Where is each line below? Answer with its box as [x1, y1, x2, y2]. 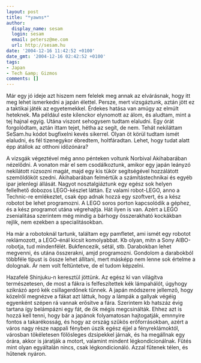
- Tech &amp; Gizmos [6, 70, 58, 76]
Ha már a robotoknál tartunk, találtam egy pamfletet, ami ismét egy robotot [6, 230, 191, 238]
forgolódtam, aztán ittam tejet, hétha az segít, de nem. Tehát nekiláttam [6, 124, 183, 131]
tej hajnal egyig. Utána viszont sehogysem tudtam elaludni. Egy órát [6, 118, 174, 125]
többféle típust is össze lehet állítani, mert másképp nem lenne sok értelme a [6, 256, 196, 263]
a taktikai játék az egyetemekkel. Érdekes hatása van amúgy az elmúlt [6, 105, 179, 112]
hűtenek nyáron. [6, 350, 47, 358]
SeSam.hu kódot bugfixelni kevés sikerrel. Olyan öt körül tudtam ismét [6, 130, 179, 138]
